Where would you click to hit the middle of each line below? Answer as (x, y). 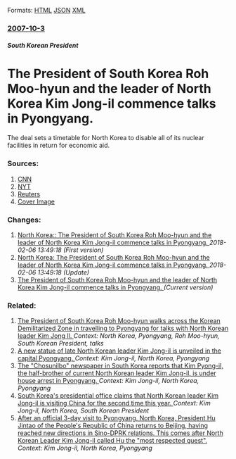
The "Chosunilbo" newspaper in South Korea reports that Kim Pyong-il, (120, 366)
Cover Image (36, 201)
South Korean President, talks (60, 344)
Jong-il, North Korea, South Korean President (83, 410)
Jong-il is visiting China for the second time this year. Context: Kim (114, 403)
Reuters (29, 194)
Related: (22, 306)
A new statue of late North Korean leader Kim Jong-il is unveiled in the (119, 351)
